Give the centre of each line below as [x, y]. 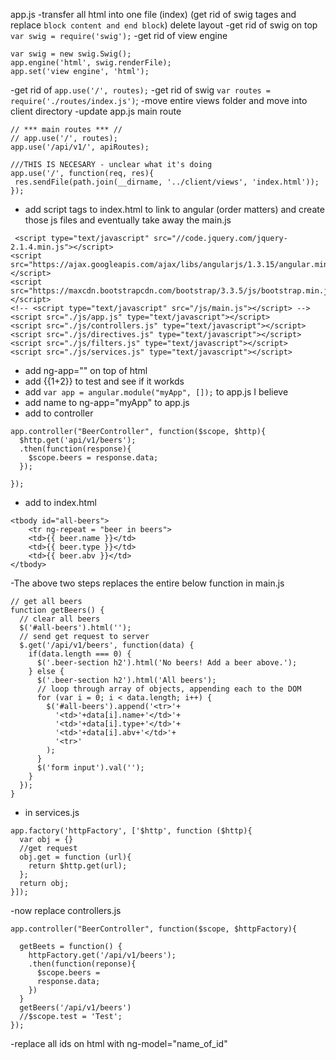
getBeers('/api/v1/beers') [75, 1008]
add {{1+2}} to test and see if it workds [104, 381]
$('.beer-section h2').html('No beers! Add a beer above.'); [167, 663]
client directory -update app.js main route [96, 111]
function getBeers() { [57, 610]
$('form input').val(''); [90, 768]
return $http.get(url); [78, 866]
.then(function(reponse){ [82, 964]
